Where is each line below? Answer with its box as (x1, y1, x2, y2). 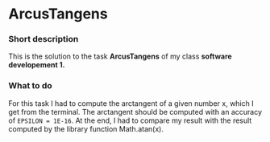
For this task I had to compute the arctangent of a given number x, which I (8, 98, 254, 108)
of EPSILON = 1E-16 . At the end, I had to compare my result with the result (8, 116, 252, 125)
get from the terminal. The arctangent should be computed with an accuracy (8, 107, 263, 116)
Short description (8, 34, 79, 45)
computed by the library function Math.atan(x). (8, 124, 164, 133)
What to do (8, 80, 52, 91)
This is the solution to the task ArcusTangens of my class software (8, 51, 232, 61)
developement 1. (8, 60, 65, 70)
